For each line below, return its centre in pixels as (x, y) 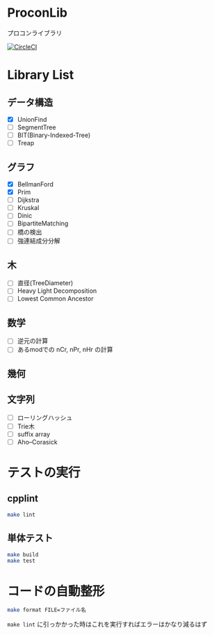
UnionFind (32, 119)
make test (22, 561)
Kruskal (28, 208)
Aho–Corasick (37, 442)
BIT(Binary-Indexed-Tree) (54, 135)
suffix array (34, 434)
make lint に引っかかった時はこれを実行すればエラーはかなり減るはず (107, 625)
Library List (41, 75)
